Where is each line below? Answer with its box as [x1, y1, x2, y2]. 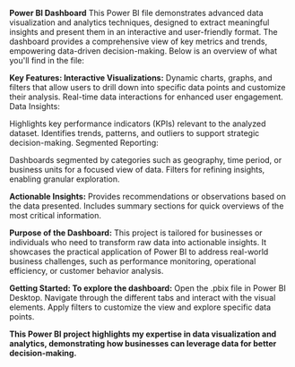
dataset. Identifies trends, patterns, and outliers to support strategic [9, 128, 260, 138]
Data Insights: [9, 101, 60, 111]
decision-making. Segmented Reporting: [9, 138, 159, 148]
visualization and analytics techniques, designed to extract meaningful [9, 17, 270, 28]
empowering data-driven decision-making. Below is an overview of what [9, 46, 278, 56]
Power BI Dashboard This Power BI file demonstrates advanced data [9, 8, 264, 18]
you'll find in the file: [9, 55, 85, 65]
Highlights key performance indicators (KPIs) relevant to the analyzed [9, 118, 266, 129]
